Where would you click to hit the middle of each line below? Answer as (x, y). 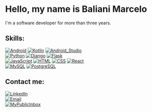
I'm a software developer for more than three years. (58, 23)
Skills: (15, 38)
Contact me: (25, 82)
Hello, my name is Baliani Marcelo (76, 9)
